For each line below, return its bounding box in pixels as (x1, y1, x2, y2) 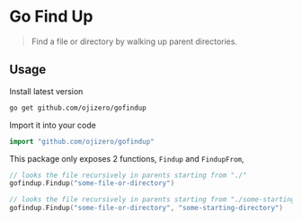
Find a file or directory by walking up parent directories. (31, 36, 238, 47)
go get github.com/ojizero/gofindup (9, 103, 147, 112)
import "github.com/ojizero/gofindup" (9, 137, 155, 146)
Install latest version (9, 85, 84, 96)
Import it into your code (9, 119, 96, 130)
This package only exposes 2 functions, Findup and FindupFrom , (9, 153, 244, 164)
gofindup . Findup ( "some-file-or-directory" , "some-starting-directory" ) (9, 204, 283, 213)
